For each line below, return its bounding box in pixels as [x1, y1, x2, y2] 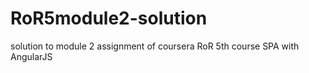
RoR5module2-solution [10, 7, 208, 30]
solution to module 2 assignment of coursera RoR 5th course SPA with [10, 40, 300, 52]
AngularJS [10, 50, 53, 62]
